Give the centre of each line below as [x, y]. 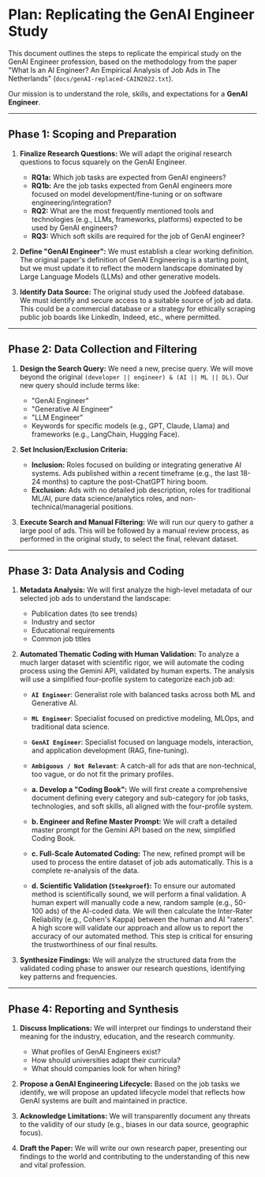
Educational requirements [73, 631]
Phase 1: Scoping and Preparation [93, 135]
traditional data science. [71, 727]
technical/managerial [65, 507]
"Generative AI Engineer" [72, 409]
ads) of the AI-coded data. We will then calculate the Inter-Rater [149, 911]
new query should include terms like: [79, 385]
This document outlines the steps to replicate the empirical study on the [125, 53]
